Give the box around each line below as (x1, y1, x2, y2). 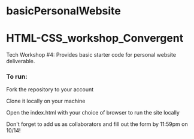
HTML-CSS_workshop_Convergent (6, 32, 184, 45)
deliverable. (6, 58, 35, 65)
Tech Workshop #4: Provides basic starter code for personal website (6, 51, 177, 58)
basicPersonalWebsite (6, 4, 121, 18)
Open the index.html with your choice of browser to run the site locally (6, 109, 180, 116)
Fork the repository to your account (6, 86, 94, 93)
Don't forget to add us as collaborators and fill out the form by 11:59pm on (6, 121, 188, 128)
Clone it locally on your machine (6, 97, 86, 105)
